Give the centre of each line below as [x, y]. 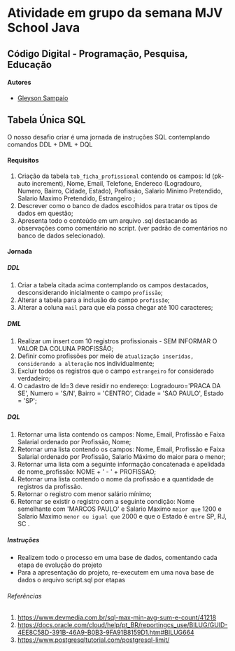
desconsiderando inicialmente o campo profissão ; [90, 293]
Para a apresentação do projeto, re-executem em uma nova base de [116, 573]
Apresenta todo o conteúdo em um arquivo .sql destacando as [107, 220]
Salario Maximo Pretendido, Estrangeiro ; [76, 198]
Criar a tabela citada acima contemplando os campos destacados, [113, 285]
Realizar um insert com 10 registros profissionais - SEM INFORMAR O [117, 341]
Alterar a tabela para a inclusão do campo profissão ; [93, 300]
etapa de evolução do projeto [60, 565]
